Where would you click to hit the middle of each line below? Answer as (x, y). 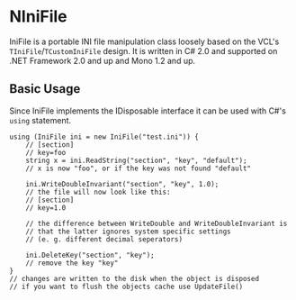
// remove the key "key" (72, 263)
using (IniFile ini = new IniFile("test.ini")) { (104, 137)
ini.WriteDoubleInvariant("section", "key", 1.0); (122, 184)
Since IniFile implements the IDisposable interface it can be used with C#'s (148, 111)
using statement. (40, 120)
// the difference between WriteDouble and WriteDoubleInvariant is (157, 223)
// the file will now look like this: (98, 192)
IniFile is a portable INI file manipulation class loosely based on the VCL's (144, 41)
